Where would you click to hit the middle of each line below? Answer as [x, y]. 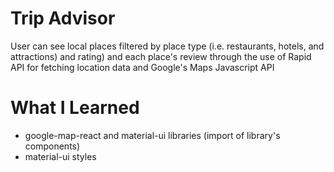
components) [52, 146]
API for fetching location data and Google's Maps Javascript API [142, 67]
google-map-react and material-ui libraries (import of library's [152, 135]
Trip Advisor [63, 18]
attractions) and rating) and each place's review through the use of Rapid [161, 56]
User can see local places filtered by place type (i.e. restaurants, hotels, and [167, 46]
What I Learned [75, 108]
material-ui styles [60, 156]
